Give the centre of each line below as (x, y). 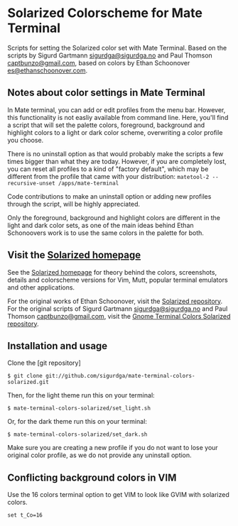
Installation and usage (58, 346)
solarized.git (28, 382)
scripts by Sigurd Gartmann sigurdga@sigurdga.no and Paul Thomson (110, 55)
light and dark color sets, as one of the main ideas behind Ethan (101, 225)
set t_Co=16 (25, 515)
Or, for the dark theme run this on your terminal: (77, 422)
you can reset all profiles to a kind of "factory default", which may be (108, 169)
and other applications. (41, 287)
